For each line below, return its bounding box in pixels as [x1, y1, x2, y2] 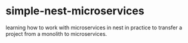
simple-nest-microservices [5, 4, 144, 18]
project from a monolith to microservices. [5, 30, 107, 37]
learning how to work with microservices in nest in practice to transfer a [5, 24, 183, 31]
